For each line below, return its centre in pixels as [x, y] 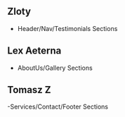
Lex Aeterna [34, 51]
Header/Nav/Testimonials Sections [67, 28]
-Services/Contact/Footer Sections [58, 107]
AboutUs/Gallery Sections [55, 68]
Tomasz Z [29, 90]
